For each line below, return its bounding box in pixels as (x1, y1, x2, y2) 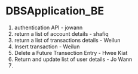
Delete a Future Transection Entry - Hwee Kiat (14, 49, 128, 56)
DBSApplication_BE (5, 4, 105, 18)
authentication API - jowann (14, 24, 83, 31)
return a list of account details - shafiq (14, 30, 109, 37)
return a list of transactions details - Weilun (14, 36, 121, 44)
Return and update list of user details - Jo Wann (14, 55, 133, 63)
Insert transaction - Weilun (14, 43, 80, 50)
